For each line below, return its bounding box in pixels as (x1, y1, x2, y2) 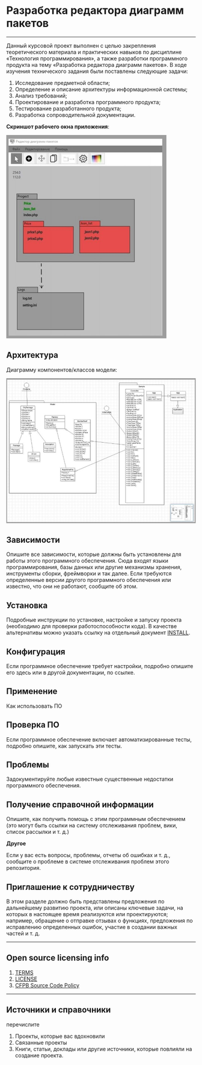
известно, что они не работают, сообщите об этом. (6, 582, 138, 590)
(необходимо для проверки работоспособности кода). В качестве (6, 623, 177, 630)
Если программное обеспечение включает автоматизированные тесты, (6, 736, 192, 743)
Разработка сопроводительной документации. (14, 111, 136, 118)
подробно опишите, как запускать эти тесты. (6, 742, 122, 749)
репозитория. (6, 864, 41, 872)
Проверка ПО (6, 720, 60, 730)
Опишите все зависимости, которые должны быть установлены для (6, 551, 182, 558)
